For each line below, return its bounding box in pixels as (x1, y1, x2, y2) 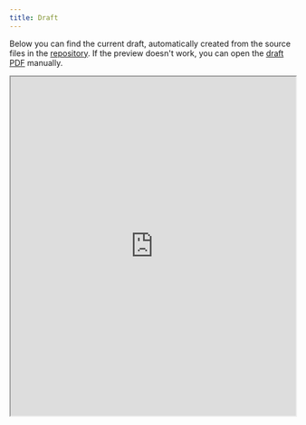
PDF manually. (9, 57, 63, 68)
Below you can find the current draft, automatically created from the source (9, 38, 292, 49)
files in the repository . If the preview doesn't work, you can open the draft (9, 47, 284, 59)
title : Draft (9, 13, 59, 23)
